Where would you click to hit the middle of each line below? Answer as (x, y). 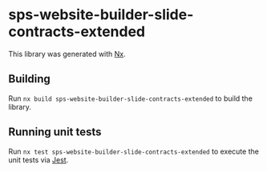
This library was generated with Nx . (67, 54)
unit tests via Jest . (38, 160)
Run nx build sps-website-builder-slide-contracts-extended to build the (130, 98)
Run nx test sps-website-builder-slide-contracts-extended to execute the (133, 151)
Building (29, 79)
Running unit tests (55, 132)
